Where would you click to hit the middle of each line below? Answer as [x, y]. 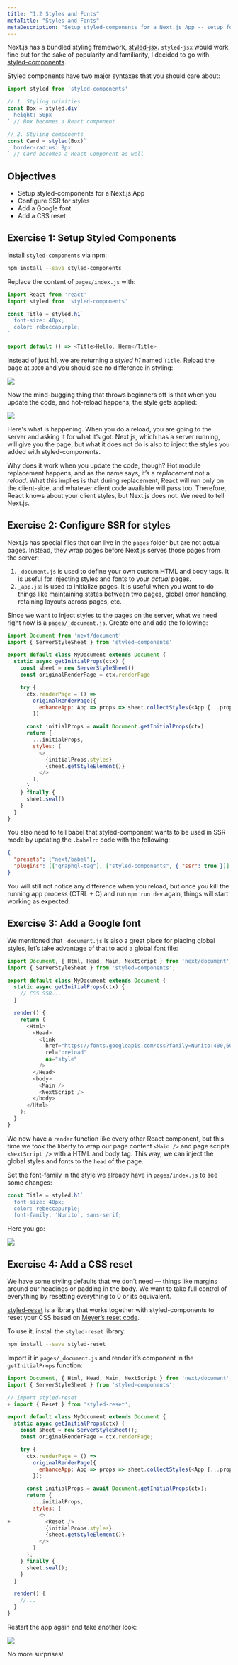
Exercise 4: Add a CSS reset [70, 1264]
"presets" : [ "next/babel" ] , [55, 859]
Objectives [32, 176]
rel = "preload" [66, 1053]
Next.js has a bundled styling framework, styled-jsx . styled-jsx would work [118, 47]
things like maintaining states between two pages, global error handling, [123, 594]
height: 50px [33, 115]
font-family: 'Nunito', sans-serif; [68, 1215]
